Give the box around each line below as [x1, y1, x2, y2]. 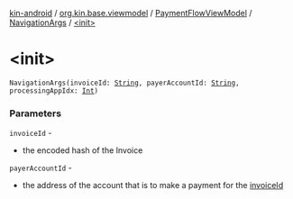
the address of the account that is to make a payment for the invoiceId [22, 180, 284, 191]
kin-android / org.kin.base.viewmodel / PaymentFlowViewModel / [9, 8, 252, 18]
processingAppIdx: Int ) [9, 86, 99, 95]
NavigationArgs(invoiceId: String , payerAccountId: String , [9, 78, 241, 87]
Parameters [9, 107, 61, 120]
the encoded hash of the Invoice [22, 145, 143, 156]
